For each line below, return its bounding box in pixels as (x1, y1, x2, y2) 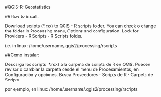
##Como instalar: (5, 52, 40, 58)
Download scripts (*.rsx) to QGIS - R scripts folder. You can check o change (5, 23, 156, 29)
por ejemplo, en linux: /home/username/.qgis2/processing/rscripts (5, 86, 138, 92)
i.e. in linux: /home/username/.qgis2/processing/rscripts (5, 43, 117, 48)
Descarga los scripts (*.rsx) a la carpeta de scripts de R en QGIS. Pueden (5, 62, 151, 67)
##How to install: (5, 14, 39, 19)
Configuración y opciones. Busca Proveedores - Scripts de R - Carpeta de (5, 72, 154, 77)
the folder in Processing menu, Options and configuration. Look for (5, 28, 139, 33)
